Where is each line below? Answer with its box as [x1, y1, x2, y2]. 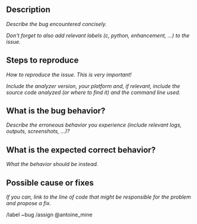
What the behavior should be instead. [6, 161, 99, 168]
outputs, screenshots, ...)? [6, 128, 70, 135]
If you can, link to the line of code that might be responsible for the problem [6, 193, 191, 200]
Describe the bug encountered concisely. [6, 20, 107, 27]
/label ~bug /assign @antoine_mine [6, 211, 93, 218]
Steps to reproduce [6, 56, 79, 66]
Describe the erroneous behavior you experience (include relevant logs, [6, 121, 182, 129]
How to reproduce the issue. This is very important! [6, 71, 132, 78]
